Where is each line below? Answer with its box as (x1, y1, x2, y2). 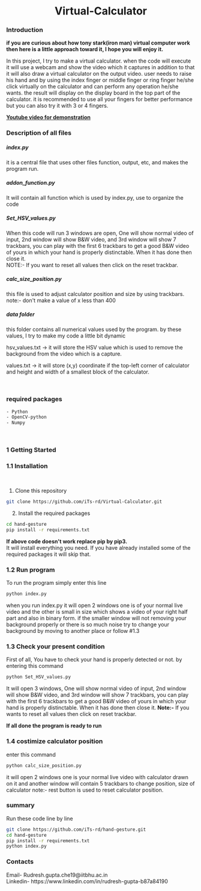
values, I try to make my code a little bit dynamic (6, 332, 126, 339)
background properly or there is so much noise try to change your (6, 621, 170, 628)
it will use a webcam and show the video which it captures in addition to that (6, 64, 195, 71)
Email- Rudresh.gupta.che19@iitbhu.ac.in (6, 871, 108, 878)
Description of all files (6, 129, 72, 137)
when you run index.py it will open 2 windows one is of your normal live (6, 602, 183, 609)
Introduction (6, 26, 43, 34)
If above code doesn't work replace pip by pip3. (6, 538, 128, 545)
